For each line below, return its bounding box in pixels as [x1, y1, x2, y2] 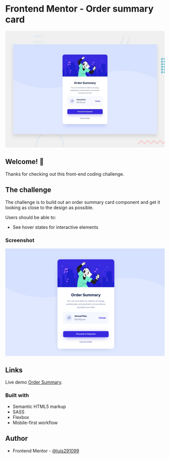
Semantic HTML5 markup [12, 403, 66, 409]
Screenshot [5, 236, 34, 243]
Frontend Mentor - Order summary [5, 3, 154, 15]
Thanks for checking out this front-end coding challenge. [5, 171, 124, 177]
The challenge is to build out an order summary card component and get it [5, 199, 160, 205]
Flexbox [12, 414, 29, 420]
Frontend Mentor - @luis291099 [12, 447, 79, 453]
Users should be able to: [5, 214, 57, 220]
